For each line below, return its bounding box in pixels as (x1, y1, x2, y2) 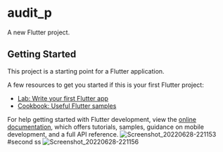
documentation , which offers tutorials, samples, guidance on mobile (7, 123, 204, 131)
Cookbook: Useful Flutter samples (17, 102, 117, 110)
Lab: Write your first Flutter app (17, 94, 109, 102)
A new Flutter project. (7, 28, 70, 36)
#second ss (7, 137, 42, 146)
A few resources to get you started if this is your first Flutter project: (7, 81, 204, 89)
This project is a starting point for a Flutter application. (7, 67, 165, 75)
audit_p (7, 5, 53, 21)
